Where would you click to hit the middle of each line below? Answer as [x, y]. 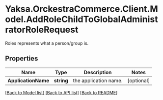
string [61, 80]
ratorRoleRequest [42, 30]
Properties [22, 59]
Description [98, 72]
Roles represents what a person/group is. [47, 43]
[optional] [139, 80]
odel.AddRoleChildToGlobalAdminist [81, 19]
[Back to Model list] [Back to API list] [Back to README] [61, 92]
